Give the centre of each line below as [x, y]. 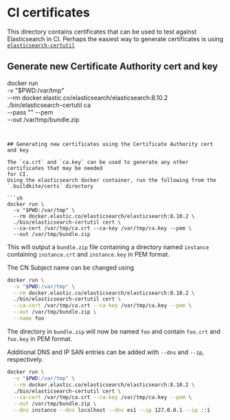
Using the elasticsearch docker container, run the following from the [112, 180]
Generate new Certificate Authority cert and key [113, 67]
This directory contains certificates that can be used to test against [102, 32]
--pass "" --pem [30, 112]
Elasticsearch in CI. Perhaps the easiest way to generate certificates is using [115, 38]
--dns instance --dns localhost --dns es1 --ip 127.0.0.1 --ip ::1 [112, 410]
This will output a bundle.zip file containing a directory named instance [108, 247]
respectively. [25, 359]
